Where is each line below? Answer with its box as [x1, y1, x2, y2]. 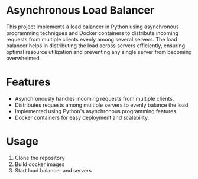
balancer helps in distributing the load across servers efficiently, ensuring [6, 42, 186, 49]
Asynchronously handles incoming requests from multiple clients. [14, 95, 174, 102]
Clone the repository [14, 154, 65, 161]
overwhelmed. [6, 55, 41, 62]
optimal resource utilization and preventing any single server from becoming [6, 48, 192, 55]
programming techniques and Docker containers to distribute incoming [6, 29, 179, 36]
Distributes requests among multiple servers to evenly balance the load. [14, 101, 190, 108]
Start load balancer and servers [14, 167, 92, 174]
